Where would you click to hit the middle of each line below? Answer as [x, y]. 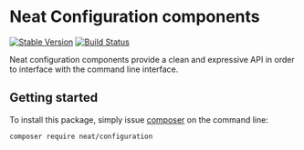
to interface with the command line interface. [94, 69]
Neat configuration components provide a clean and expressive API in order [152, 59]
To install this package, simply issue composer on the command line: [139, 119]
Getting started [54, 98]
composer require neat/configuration [81, 136]
